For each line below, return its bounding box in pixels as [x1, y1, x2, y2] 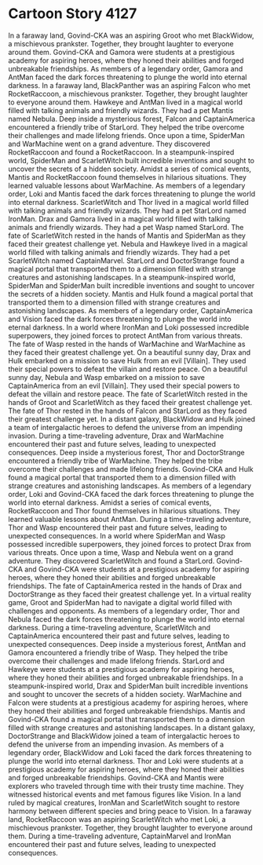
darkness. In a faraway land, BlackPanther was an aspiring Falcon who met [8, 80, 251, 90]
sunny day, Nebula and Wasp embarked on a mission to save [8, 372, 206, 381]
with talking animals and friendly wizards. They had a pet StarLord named [8, 206, 247, 215]
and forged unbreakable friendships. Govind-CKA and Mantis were [8, 772, 225, 782]
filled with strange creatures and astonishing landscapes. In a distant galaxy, [8, 723, 256, 732]
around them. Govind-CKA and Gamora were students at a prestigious [8, 47, 236, 57]
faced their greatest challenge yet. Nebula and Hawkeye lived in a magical [8, 239, 248, 248]
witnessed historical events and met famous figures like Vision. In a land [8, 790, 242, 799]
